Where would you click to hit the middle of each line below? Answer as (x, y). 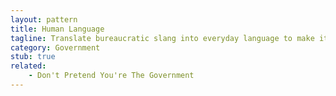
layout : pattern (44, 19)
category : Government (55, 47)
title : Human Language (57, 29)
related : (28, 66)
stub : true (33, 57)
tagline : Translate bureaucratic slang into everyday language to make (162, 38)
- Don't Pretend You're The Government (111, 76)
